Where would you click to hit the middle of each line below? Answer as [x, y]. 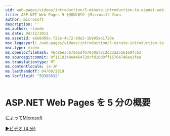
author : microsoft [25, 19]
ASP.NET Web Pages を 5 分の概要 [78, 103]
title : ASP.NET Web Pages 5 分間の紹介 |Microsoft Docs [63, 15]
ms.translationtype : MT [30, 62]
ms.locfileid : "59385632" [32, 76]
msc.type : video [22, 48]
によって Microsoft [24, 118]
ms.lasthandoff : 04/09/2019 [35, 72]
